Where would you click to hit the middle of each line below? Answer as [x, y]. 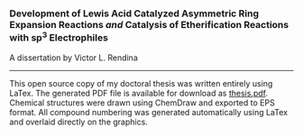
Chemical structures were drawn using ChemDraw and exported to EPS [142, 103]
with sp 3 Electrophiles [59, 37]
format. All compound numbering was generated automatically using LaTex [149, 112]
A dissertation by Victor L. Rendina [73, 58]
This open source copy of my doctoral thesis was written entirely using [141, 83]
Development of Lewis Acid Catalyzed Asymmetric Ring [134, 14]
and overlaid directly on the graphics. [79, 122]
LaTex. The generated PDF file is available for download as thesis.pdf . [139, 93]
